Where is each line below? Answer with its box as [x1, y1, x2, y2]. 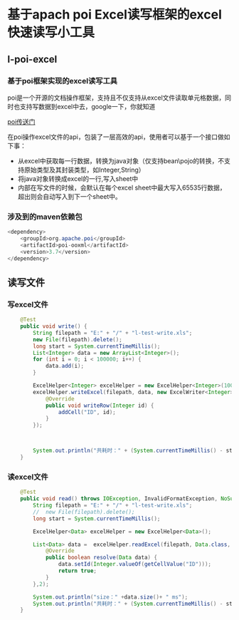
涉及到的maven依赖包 [7, 212, 83, 222]
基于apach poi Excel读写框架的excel [7, 6, 222, 23]
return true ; [58, 567, 97, 574]
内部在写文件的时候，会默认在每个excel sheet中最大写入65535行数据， [17, 183, 226, 192]
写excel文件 [7, 299, 48, 309]
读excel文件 [7, 472, 48, 482]
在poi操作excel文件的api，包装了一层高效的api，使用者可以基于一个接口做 [7, 133, 224, 141]
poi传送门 [7, 117, 36, 125]
